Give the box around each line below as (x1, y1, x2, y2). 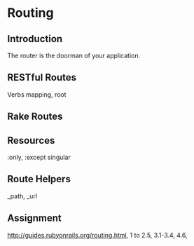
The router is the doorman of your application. (7, 51, 141, 60)
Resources (7, 135, 55, 146)
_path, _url (7, 191, 37, 200)
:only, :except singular (7, 153, 71, 162)
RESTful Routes (7, 71, 77, 83)
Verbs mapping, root (7, 90, 67, 99)
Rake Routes (7, 111, 63, 123)
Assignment (7, 212, 62, 224)
